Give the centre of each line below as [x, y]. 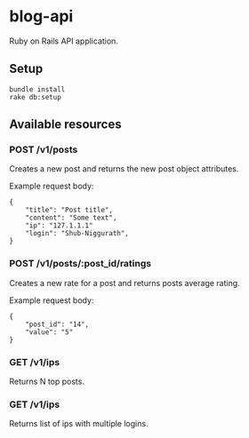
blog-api [41, 16]
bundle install [37, 89]
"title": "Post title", [69, 211]
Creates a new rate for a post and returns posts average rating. [124, 283]
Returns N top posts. [47, 382]
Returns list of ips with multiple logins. [79, 424]
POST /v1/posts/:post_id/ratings [80, 264]
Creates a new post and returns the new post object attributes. [124, 169]
